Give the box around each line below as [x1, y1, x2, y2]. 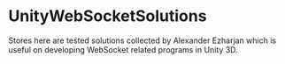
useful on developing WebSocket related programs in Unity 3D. [8, 44, 238, 54]
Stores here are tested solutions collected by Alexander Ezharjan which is [8, 35, 276, 46]
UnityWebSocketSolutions [8, 6, 207, 26]
